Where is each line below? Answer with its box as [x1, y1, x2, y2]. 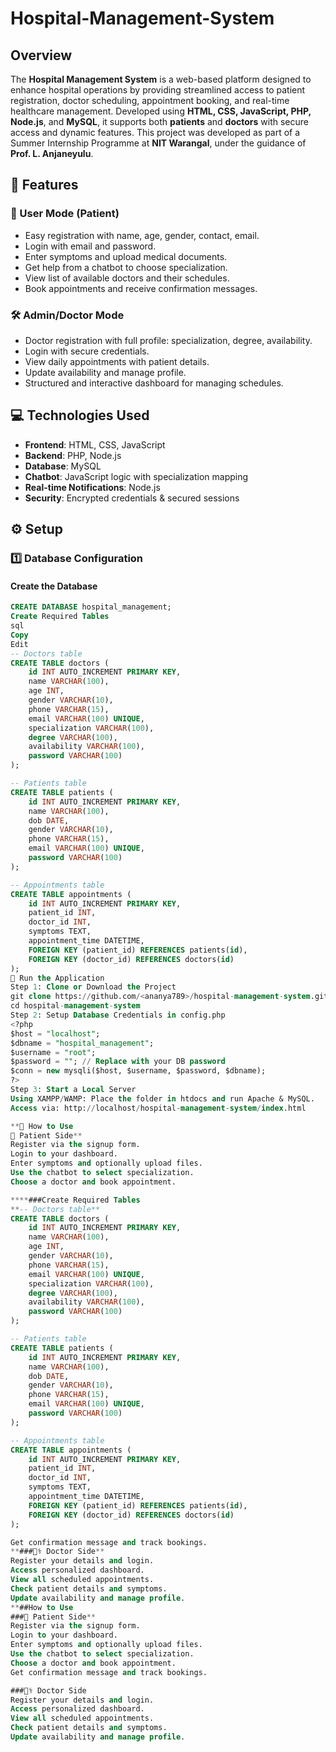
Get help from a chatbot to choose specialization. [24, 261, 228, 273]
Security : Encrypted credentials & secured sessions [24, 492, 240, 504]
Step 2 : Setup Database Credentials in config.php [10, 1010, 226, 1021]
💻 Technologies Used [10, 407, 150, 424]
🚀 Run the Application [10, 973, 105, 983]
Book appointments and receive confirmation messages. [24, 282, 258, 294]
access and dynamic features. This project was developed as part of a [10, 127, 301, 138]
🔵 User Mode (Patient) [10, 207, 120, 221]
